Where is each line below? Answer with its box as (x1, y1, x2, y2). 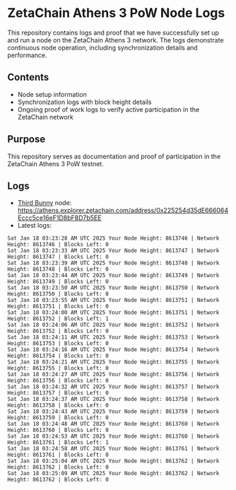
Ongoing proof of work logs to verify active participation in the (17, 105, 200, 114)
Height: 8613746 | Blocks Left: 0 (7, 241, 110, 248)
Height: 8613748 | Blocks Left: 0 (7, 266, 110, 273)
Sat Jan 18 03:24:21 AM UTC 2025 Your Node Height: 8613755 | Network (7, 358, 220, 366)
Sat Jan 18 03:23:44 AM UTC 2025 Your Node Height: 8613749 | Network (7, 272, 220, 279)
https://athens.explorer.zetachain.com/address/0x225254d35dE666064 (17, 206, 228, 215)
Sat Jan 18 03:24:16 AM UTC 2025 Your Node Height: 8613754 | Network (7, 346, 220, 354)
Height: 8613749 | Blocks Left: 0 (7, 278, 110, 286)
